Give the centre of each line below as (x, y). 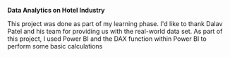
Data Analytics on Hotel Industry (56, 10)
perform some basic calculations (55, 46)
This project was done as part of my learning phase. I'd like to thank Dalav (115, 24)
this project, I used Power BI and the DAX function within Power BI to (107, 39)
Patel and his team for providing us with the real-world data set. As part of (115, 31)
